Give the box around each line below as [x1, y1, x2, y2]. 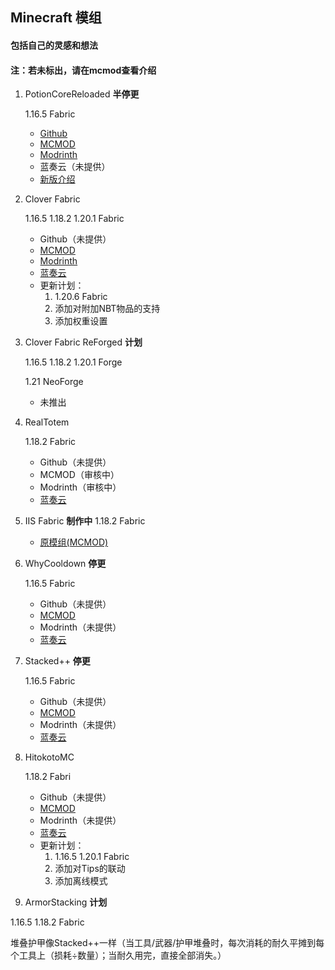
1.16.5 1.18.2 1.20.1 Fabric [24, 213, 125, 225]
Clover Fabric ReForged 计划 [24, 336, 143, 348]
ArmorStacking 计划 [24, 896, 108, 908]
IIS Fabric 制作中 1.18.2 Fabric [24, 515, 146, 527]
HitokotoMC [24, 751, 75, 763]
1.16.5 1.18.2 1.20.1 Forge [24, 356, 123, 368]
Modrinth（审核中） [39, 481, 122, 493]
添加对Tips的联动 [54, 863, 126, 875]
